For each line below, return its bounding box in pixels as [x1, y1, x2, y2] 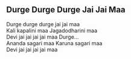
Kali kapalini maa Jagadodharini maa [6, 27, 98, 34]
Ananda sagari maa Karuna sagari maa [6, 39, 103, 46]
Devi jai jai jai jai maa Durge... [6, 33, 79, 41]
